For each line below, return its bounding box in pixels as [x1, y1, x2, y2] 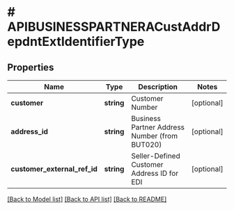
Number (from [131, 131, 178, 140]
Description [138, 82, 178, 91]
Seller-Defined [131, 151, 180, 161]
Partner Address [131, 122, 185, 132]
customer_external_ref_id [10, 164, 97, 174]
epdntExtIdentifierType [7, 34, 145, 49]
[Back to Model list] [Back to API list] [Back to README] [7, 195, 167, 203]
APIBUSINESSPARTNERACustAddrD [7, 19, 221, 35]
